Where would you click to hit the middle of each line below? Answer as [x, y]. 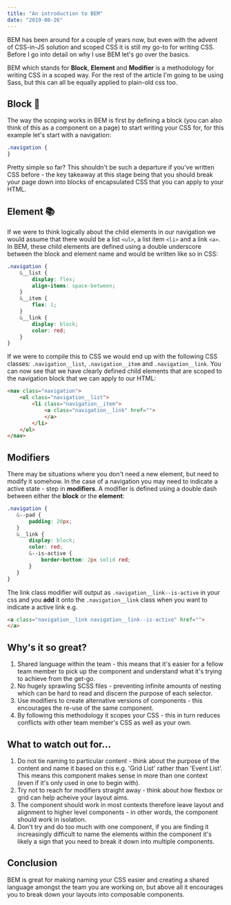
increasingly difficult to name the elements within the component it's [114, 834]
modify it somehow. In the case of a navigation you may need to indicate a [113, 481]
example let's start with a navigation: [59, 135]
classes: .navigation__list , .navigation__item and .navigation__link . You [114, 364]
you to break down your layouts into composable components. [96, 894]
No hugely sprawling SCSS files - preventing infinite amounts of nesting [119, 686]
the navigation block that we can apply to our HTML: [82, 378]
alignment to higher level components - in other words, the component [118, 812]
